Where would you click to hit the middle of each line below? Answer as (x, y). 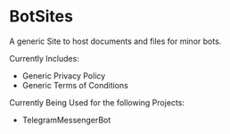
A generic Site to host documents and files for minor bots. (115, 41)
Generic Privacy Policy (64, 75)
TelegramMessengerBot (66, 120)
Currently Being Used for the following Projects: (97, 102)
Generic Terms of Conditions (75, 85)
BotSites (41, 17)
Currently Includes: (45, 58)
